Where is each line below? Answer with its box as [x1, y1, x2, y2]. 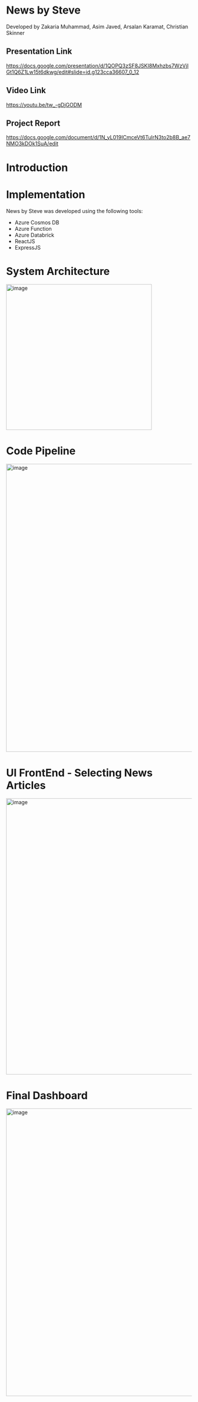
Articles [6, 778, 46, 792]
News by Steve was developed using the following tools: [6, 207, 143, 214]
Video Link [6, 86, 46, 96]
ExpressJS [14, 244, 41, 251]
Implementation [6, 188, 85, 201]
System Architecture [6, 264, 110, 278]
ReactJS [14, 237, 35, 245]
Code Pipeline [6, 444, 76, 457]
